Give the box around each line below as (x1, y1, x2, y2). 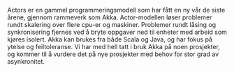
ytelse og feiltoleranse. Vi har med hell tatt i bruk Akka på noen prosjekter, (7, 43, 220, 51)
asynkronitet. (7, 57, 45, 65)
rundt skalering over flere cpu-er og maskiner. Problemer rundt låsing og (7, 21, 217, 28)
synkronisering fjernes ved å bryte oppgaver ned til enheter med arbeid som (7, 28, 227, 36)
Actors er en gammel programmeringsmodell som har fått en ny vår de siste (7, 6, 226, 14)
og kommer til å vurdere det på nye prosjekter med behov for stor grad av (7, 50, 219, 58)
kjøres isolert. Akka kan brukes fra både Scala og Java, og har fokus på (7, 35, 213, 44)
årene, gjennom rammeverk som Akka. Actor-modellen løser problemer (7, 13, 212, 21)
